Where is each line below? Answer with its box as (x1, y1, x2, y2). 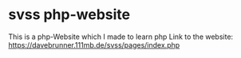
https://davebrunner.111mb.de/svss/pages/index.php (8, 40, 180, 49)
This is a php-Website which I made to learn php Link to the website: (8, 32, 234, 41)
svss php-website (8, 6, 130, 24)
